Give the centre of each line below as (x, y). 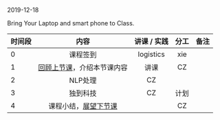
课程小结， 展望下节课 (83, 106)
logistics (151, 54)
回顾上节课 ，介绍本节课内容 (83, 68)
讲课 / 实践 (151, 41)
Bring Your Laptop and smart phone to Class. (71, 23)
